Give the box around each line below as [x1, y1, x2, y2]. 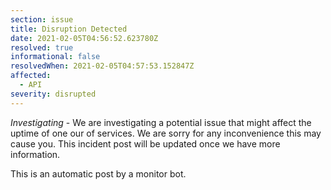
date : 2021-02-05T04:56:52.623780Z [10, 33, 159, 43]
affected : [10, 71, 52, 81]
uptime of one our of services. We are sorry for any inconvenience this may [10, 127, 322, 139]
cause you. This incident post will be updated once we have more [10, 137, 281, 150]
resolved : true [10, 42, 74, 53]
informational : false [10, 52, 101, 62]
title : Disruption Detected [10, 24, 128, 34]
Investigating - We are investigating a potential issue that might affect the [10, 116, 312, 128]
